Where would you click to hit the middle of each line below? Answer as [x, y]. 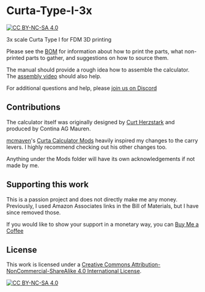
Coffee [15, 231]
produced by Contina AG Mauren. [49, 129]
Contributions [33, 107]
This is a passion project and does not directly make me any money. [92, 199]
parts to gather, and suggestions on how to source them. [97, 58]
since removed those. [34, 212]
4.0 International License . [110, 271]
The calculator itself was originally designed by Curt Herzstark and [91, 122]
